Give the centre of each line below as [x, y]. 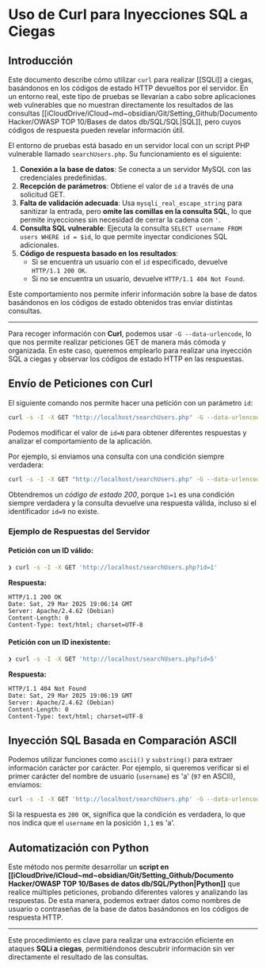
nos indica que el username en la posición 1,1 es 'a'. [92, 823]
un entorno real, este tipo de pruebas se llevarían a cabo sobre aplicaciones [132, 96]
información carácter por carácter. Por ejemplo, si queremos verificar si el [129, 768]
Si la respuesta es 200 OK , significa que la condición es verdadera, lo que [127, 814]
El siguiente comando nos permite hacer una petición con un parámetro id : [131, 402]
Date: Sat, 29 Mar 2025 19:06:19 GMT [70, 696]
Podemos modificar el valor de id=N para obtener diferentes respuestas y [127, 433]
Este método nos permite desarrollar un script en [89, 867]
